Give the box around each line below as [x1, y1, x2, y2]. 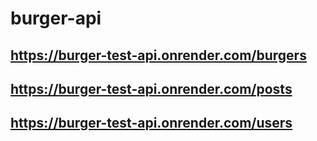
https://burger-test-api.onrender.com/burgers [10, 47, 307, 64]
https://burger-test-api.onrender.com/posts [10, 80, 293, 97]
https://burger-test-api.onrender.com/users [10, 115, 293, 132]
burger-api [10, 7, 102, 30]
